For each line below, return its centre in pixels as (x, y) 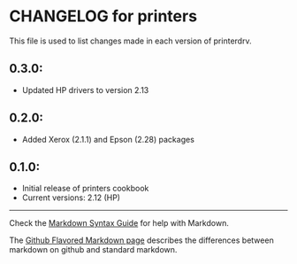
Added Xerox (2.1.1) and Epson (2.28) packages (108, 139)
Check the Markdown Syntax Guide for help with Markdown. (119, 223)
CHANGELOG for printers (103, 16)
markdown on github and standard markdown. (93, 250)
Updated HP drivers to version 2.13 (85, 89)
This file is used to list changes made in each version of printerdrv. (130, 41)
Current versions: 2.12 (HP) (71, 198)
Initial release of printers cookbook (85, 189)
